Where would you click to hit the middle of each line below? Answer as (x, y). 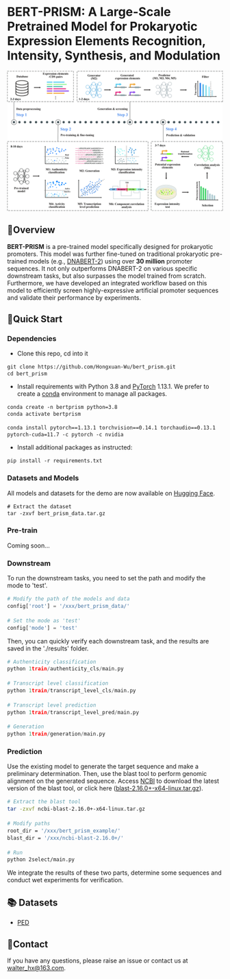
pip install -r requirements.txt (55, 461)
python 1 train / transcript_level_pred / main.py (73, 712)
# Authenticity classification (52, 662)
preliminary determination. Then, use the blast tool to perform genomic (107, 774)
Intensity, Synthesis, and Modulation (114, 56)
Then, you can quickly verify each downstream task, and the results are (108, 641)
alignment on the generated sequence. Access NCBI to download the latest (113, 781)
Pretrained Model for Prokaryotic (102, 26)
